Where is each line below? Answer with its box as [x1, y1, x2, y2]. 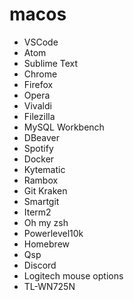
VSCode [23, 36, 59, 48]
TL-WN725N [23, 280, 76, 292]
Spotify [23, 142, 54, 154]
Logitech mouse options [23, 269, 124, 282]
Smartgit [23, 195, 60, 207]
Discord [23, 259, 57, 271]
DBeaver [23, 131, 61, 143]
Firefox [23, 78, 54, 90]
